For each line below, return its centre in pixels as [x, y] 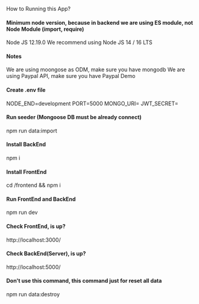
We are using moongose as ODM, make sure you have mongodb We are [96, 70]
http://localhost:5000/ [33, 267]
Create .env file [26, 90]
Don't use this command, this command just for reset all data [84, 281]
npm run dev [22, 212]
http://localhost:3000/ [34, 240]
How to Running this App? [39, 9]
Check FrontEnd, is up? [36, 227]
